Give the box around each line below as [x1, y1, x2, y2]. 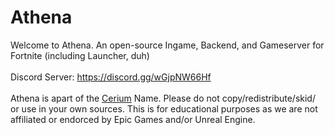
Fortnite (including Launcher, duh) [10, 49, 150, 61]
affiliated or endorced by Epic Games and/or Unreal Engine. [10, 113, 256, 125]
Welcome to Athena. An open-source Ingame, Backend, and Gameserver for [10, 39, 325, 51]
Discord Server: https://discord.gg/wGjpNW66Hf [10, 71, 212, 83]
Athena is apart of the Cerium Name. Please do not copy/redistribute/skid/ [10, 92, 316, 104]
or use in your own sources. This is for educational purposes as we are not [10, 102, 318, 115]
